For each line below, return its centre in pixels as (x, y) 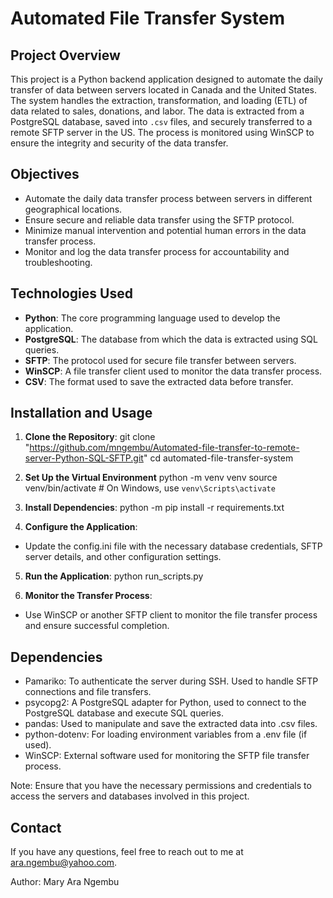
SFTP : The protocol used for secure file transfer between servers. (160, 360)
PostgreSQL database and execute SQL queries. (124, 713)
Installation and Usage (81, 413)
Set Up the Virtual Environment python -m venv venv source (151, 478)
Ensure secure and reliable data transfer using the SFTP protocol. (159, 219)
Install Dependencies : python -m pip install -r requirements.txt (154, 508)
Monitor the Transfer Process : (88, 596)
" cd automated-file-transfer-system (218, 458)
